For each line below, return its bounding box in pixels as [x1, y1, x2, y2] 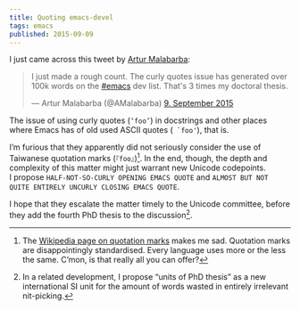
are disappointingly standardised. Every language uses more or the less [21, 244, 287, 255]
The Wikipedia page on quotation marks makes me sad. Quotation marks [21, 235, 291, 246]
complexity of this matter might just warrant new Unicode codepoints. [9, 162, 266, 174]
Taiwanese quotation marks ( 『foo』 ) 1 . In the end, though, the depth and [9, 151, 268, 164]
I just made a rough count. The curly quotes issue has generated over [30, 71, 287, 82]
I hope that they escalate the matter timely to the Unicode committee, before [9, 199, 290, 209]
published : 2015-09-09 [9, 29, 94, 38]
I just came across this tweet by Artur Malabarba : [9, 54, 190, 65]
